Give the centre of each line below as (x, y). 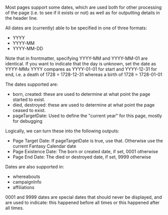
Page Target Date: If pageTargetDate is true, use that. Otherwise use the (88, 141)
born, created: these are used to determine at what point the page (81, 94)
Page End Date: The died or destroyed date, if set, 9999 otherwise (82, 157)
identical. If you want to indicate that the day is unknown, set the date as (81, 64)
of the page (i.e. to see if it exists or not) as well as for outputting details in (83, 13)
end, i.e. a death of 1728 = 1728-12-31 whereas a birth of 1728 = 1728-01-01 (84, 75)
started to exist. (29, 99)
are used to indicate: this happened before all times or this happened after (82, 203)
